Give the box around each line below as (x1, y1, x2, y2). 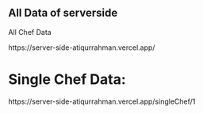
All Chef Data (8, 27, 52, 36)
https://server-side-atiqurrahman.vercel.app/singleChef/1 (8, 97, 196, 106)
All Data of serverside (8, 6, 118, 20)
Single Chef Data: (8, 70, 127, 88)
